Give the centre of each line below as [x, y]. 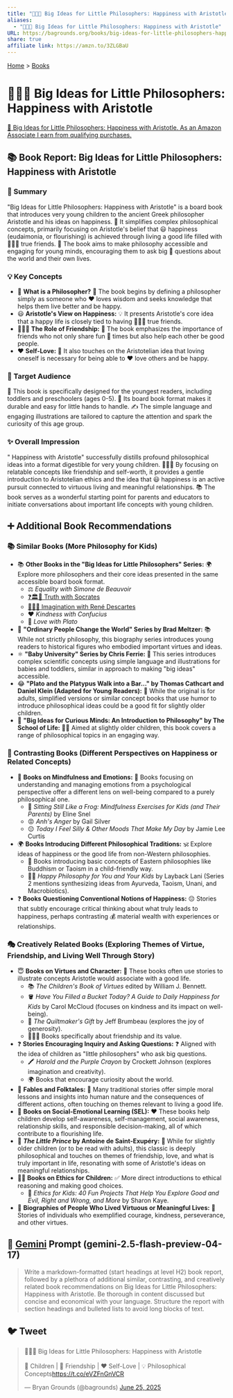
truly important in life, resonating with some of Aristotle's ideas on [111, 1163]
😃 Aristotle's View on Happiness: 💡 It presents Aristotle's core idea [115, 314]
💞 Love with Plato [52, 622]
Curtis [36, 836]
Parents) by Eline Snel [59, 814]
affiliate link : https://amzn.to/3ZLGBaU [68, 46]
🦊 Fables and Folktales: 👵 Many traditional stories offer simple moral [115, 1089]
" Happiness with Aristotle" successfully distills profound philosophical [108, 457]
